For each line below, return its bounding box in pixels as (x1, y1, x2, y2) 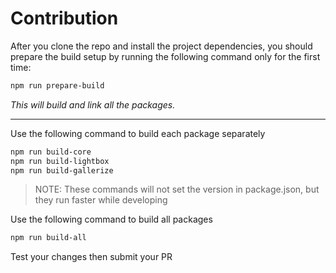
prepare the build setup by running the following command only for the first (10, 50, 321, 62)
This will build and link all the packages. (10, 98, 176, 111)
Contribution (10, 7, 119, 30)
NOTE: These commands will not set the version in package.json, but (34, 183, 320, 196)
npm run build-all (10, 233, 87, 243)
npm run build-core (10, 147, 92, 157)
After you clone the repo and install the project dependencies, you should (10, 40, 313, 52)
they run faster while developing (34, 194, 168, 206)
